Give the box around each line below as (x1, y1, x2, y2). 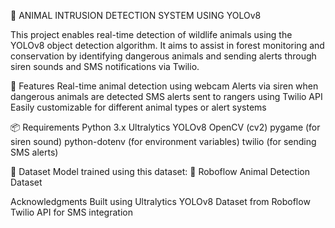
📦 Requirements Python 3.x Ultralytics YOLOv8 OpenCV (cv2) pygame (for (10, 121, 321, 133)
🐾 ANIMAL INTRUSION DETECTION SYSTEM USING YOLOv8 (10, 10, 262, 21)
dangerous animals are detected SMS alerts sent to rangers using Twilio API (10, 91, 323, 102)
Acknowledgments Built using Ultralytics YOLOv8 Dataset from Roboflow (10, 196, 311, 207)
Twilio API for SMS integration (10, 206, 133, 218)
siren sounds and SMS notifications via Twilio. (10, 61, 200, 72)
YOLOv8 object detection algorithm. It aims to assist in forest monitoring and (10, 40, 325, 51)
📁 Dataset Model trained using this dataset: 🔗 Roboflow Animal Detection (10, 166, 310, 177)
